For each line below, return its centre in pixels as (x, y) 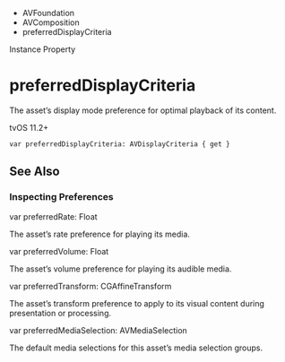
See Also (35, 172)
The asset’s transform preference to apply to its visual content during (137, 303)
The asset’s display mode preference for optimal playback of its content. (143, 110)
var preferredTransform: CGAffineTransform (91, 286)
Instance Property (43, 49)
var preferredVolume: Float (59, 251)
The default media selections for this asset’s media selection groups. (136, 348)
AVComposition (51, 22)
